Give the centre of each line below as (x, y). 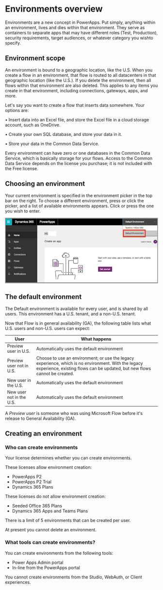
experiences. (18, 582)
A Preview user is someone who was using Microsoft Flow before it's (74, 413)
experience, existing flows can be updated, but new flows (94, 368)
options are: (17, 110)
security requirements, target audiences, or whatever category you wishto (79, 38)
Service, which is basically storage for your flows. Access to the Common (79, 158)
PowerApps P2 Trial (32, 482)
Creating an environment (44, 434)
